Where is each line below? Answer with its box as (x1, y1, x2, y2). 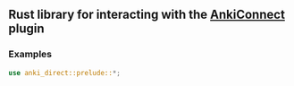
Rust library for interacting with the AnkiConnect (8, 7, 285, 22)
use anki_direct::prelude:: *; (8, 68, 122, 77)
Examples (8, 48, 53, 61)
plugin (8, 21, 46, 37)
